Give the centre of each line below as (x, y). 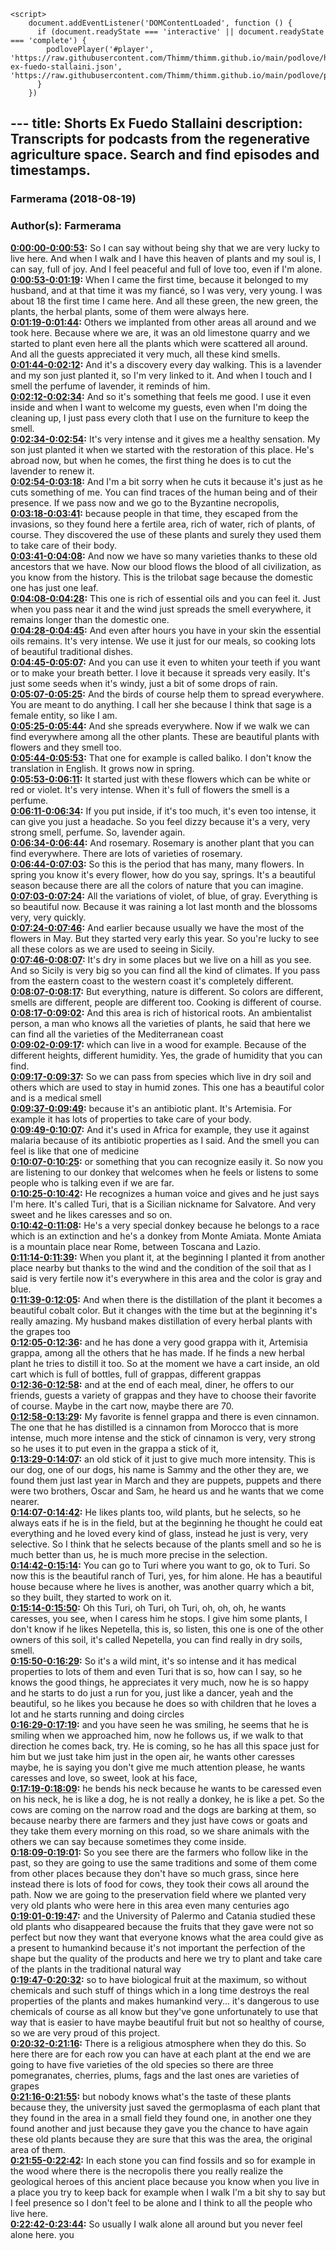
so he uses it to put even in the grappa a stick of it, (114, 1448)
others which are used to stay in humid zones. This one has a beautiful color (167, 1087)
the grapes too (40, 1331)
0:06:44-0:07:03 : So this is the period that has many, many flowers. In (157, 864)
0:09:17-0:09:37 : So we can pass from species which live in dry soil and (161, 1076)
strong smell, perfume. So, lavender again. (98, 832)
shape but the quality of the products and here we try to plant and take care (166, 1958)
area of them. (38, 2149)
